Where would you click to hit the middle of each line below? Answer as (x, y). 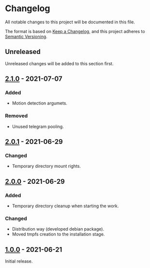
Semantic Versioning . (26, 36)
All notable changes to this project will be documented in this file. (70, 22)
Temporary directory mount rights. (46, 166)
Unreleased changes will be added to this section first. (59, 63)
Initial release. (19, 261)
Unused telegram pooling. (38, 126)
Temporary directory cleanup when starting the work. (65, 206)
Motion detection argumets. (40, 103)
